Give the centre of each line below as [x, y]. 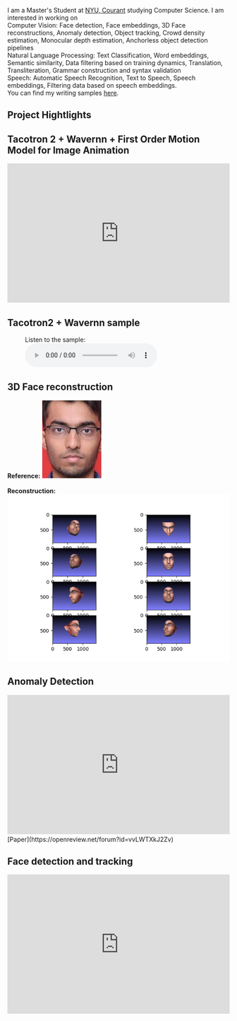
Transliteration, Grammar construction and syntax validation [94, 70]
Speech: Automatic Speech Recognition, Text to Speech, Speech [102, 78]
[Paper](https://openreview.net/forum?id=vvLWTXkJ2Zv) [91, 839]
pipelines [20, 48]
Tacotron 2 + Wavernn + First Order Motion [104, 139]
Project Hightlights [49, 115]
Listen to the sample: [55, 340]
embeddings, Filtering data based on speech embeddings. [92, 85]
